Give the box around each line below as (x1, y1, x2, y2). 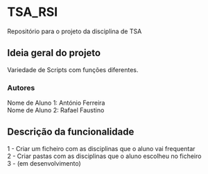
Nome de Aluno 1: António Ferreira (7, 98, 105, 107)
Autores (7, 82, 35, 92)
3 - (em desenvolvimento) (7, 159, 81, 167)
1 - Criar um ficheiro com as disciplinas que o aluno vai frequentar (7, 144, 196, 153)
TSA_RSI (7, 4, 58, 20)
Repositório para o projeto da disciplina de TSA (7, 27, 142, 35)
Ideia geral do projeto (7, 47, 101, 59)
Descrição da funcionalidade (7, 126, 135, 138)
